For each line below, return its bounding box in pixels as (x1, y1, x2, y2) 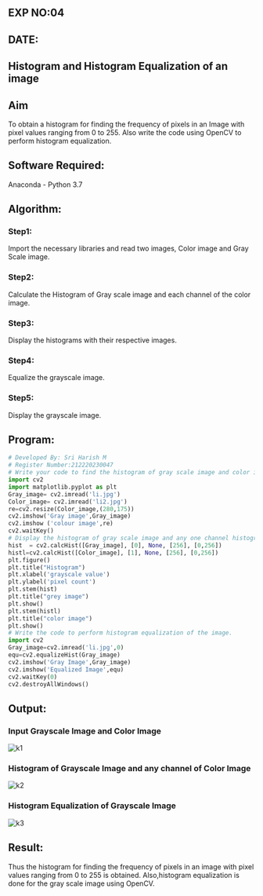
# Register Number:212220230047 (8, 461, 113, 470)
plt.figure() (8, 556, 51, 564)
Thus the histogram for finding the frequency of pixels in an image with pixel (8, 861, 254, 871)
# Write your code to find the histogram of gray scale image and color (8, 469, 250, 477)
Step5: (8, 393, 34, 404)
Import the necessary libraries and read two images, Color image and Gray (8, 243, 249, 254)
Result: (8, 841, 44, 854)
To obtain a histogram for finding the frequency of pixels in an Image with (8, 119, 245, 129)
